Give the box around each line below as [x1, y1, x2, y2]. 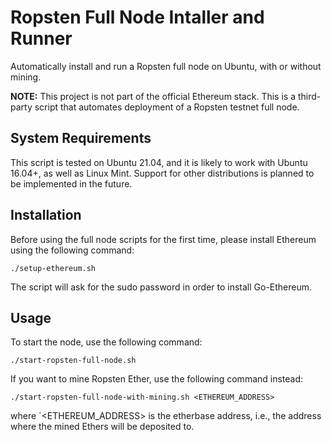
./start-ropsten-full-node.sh [10, 356, 137, 366]
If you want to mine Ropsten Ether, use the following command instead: [10, 373, 304, 385]
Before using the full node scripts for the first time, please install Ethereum [10, 233, 317, 245]
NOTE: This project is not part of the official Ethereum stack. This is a [10, 90, 296, 102]
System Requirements [10, 130, 152, 147]
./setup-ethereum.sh [10, 263, 97, 273]
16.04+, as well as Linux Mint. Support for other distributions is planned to [10, 167, 315, 179]
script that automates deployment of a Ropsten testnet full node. [34, 101, 300, 113]
